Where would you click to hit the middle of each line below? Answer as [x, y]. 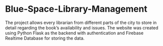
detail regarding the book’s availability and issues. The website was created [82, 27]
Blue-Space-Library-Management [76, 9]
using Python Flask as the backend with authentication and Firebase [74, 33]
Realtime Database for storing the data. [45, 38]
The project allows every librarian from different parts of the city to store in [81, 23]
